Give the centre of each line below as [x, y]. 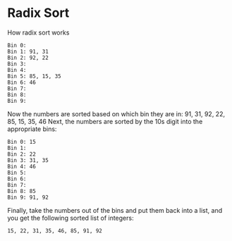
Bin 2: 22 [22, 154]
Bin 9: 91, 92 [28, 197]
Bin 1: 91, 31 [28, 51]
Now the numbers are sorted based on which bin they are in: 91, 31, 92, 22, [116, 113]
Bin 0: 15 [22, 142]
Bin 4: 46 [22, 166]
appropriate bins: [32, 129]
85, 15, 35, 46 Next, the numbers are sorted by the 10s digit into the [105, 121]
